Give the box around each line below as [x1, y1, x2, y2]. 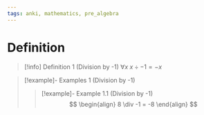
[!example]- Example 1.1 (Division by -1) [41, 89, 154, 97]
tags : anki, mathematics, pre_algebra [7, 10, 119, 17]
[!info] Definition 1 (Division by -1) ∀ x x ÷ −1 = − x [24, 63, 163, 71]
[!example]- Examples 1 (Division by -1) [24, 76, 136, 84]
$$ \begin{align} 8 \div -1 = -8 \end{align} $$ [68, 100, 198, 108]
